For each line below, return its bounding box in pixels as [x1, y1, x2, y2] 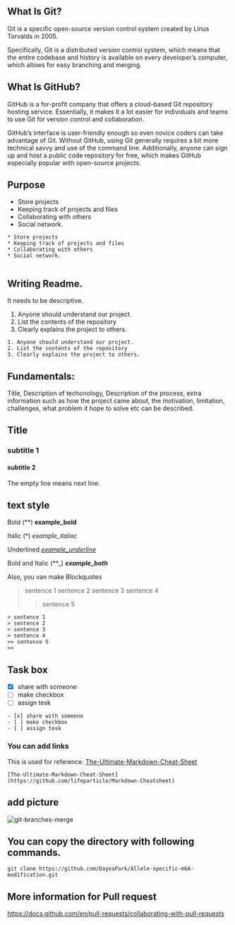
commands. [7, 847, 61, 859]
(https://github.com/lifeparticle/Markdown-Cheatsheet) [7, 777, 175, 784]
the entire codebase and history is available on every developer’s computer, [7, 53, 228, 61]
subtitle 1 [7, 446, 40, 455]
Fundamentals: [7, 370, 76, 382]
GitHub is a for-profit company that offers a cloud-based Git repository [7, 100, 213, 108]
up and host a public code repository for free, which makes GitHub [7, 151, 201, 160]
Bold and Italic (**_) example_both [7, 559, 108, 568]
